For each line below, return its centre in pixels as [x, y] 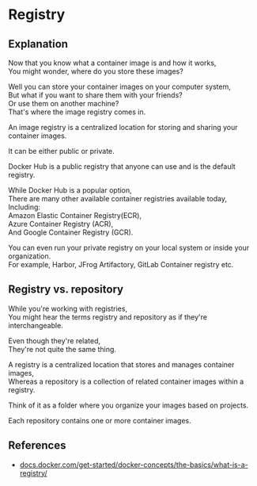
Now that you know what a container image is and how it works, [112, 63]
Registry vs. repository [66, 290]
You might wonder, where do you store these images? [96, 71]
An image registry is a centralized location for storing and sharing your [123, 127]
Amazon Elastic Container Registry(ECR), [75, 215]
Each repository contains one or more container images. [100, 420]
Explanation [38, 44]
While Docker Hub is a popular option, [70, 190]
